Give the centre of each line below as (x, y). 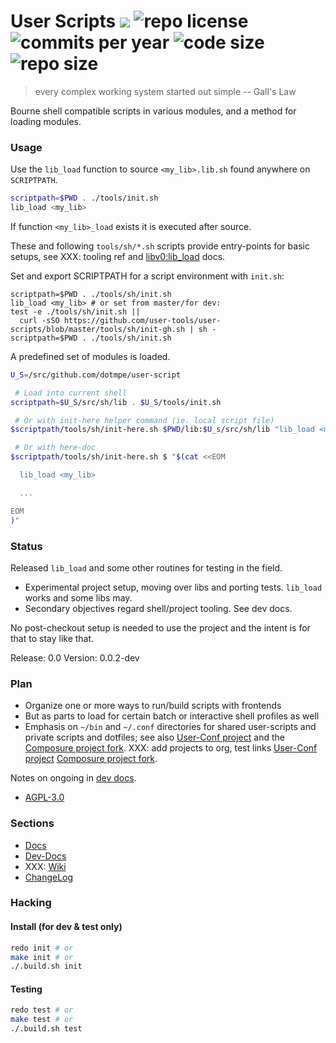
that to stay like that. (52, 638)
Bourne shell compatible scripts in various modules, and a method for (153, 111)
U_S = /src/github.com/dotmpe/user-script (96, 375)
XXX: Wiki (45, 866)
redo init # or (42, 948)
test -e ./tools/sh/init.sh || (75, 311)
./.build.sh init (46, 966)
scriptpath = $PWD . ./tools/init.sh (84, 198)
